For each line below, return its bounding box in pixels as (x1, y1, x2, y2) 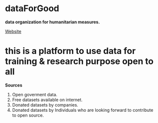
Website (5, 28, 22, 34)
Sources (5, 82, 23, 88)
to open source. (12, 112, 44, 118)
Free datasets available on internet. (12, 97, 83, 103)
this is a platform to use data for (5, 46, 136, 56)
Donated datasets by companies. (12, 102, 79, 107)
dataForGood (5, 3, 59, 14)
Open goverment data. (12, 91, 57, 97)
